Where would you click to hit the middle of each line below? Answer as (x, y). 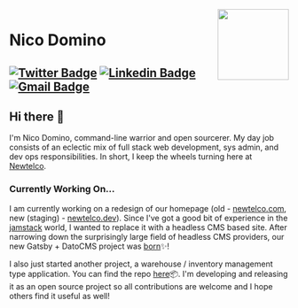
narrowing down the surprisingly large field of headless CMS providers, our (147, 236)
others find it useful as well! (60, 296)
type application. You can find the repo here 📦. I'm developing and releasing (149, 273)
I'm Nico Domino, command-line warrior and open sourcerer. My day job (142, 138)
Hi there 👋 (37, 116)
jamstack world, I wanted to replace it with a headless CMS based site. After (149, 227)
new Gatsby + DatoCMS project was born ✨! (90, 246)
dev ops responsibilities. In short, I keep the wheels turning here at (131, 157)
